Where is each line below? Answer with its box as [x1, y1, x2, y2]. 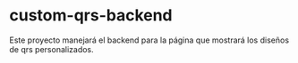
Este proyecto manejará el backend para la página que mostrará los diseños [9, 35, 289, 45]
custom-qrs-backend [9, 5, 173, 26]
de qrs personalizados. [9, 43, 94, 54]
